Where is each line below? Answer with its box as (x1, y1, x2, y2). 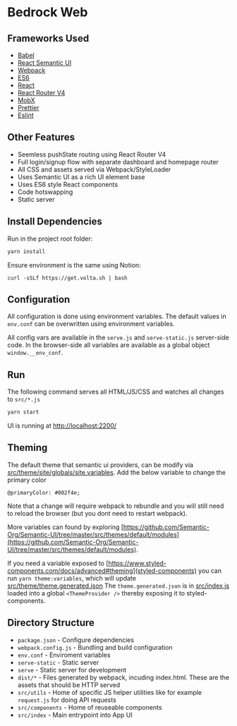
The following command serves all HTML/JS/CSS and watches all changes (7, 387, 224, 396)
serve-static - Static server (17, 658, 99, 667)
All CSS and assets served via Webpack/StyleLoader (17, 165, 171, 174)
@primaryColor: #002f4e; (7, 489, 80, 496)
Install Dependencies (7, 216, 102, 228)
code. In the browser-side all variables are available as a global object (7, 341, 210, 349)
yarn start (7, 409, 39, 416)
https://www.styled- (108, 559, 167, 567)
